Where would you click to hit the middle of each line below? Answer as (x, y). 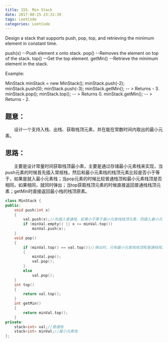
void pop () (25, 238)
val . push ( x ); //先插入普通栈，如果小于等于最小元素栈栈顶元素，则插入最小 (91, 219)
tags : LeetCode (21, 19)
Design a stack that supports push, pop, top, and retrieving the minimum (80, 38)
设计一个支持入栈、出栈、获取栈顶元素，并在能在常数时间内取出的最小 (86, 130)
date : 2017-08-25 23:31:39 (33, 15)
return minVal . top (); (46, 313)
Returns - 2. (17, 99)
